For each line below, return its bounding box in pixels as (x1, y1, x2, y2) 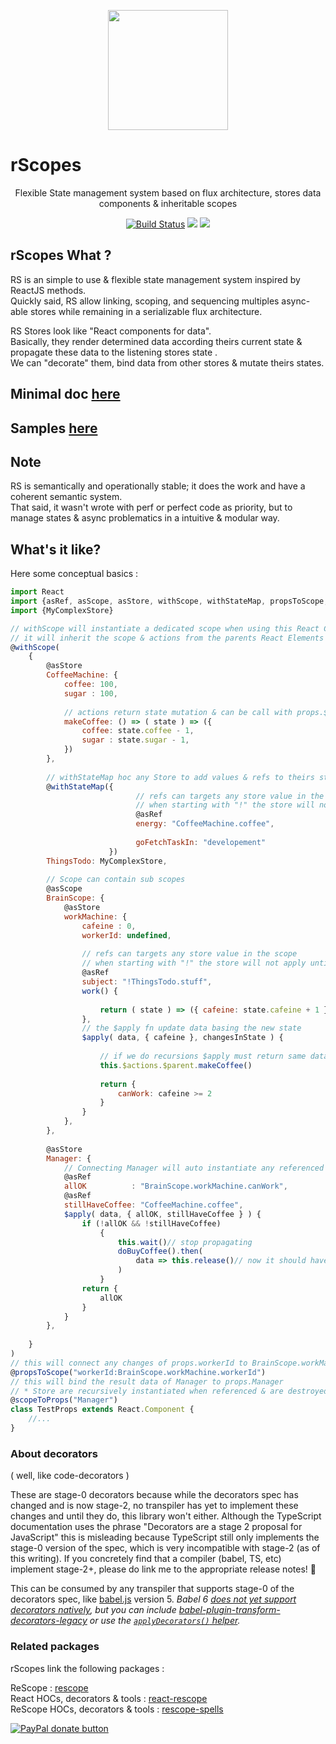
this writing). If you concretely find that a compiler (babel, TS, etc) (10, 1553, 282, 1565)
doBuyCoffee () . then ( (117, 1246, 203, 1257)
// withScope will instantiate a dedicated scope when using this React (10, 623, 320, 634)
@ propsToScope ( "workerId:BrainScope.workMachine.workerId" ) (10, 1367, 267, 1377)
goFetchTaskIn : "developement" (135, 837, 267, 847)
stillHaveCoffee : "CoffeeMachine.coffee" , (63, 1200, 244, 1210)
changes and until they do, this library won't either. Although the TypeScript (10, 1510, 322, 1522)
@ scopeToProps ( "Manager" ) (10, 1395, 118, 1405)
